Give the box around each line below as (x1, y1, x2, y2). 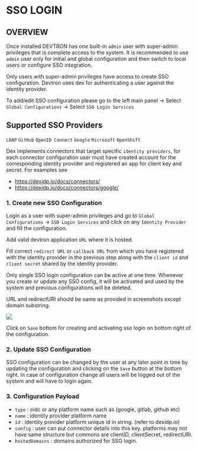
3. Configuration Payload (6, 392, 80, 400)
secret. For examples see (6, 166, 68, 173)
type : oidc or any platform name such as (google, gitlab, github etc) (14, 406, 180, 413)
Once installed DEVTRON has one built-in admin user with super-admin (6, 43, 178, 50)
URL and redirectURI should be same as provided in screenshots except (6, 296, 181, 303)
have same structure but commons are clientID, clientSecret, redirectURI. (14, 431, 193, 438)
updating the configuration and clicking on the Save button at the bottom (6, 365, 182, 372)
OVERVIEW (6, 27, 48, 37)
